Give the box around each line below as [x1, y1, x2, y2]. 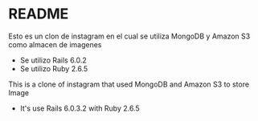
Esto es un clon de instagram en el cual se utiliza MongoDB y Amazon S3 [8, 31, 251, 41]
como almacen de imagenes [8, 39, 102, 49]
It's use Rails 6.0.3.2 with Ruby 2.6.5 [19, 103, 141, 113]
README [8, 5, 69, 23]
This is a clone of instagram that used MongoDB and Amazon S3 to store [8, 79, 250, 89]
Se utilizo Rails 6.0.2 [19, 55, 87, 65]
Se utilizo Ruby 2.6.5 [19, 63, 88, 73]
